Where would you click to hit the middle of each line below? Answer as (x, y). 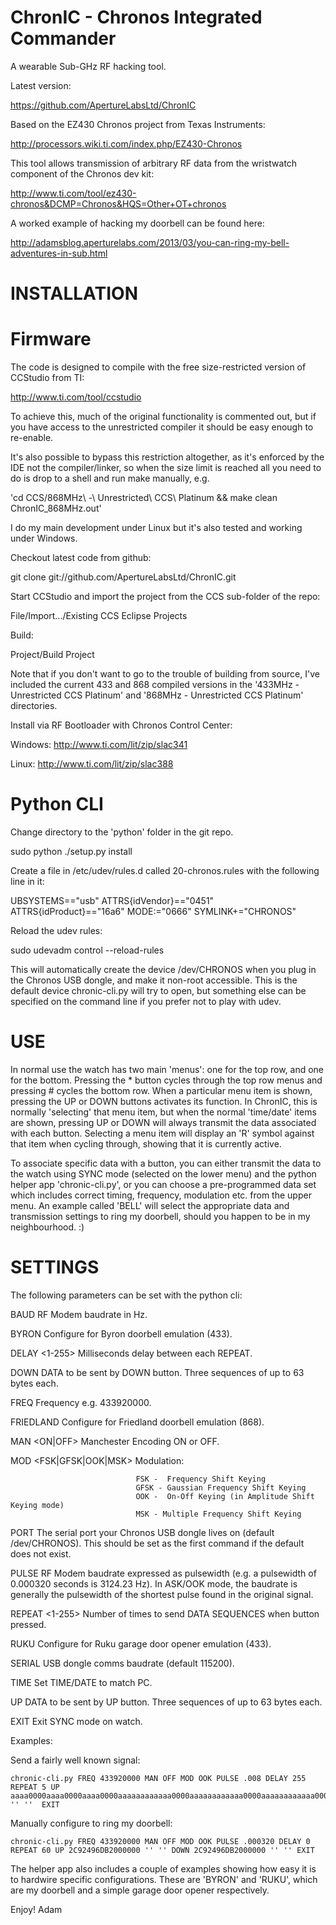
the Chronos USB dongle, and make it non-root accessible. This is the (154, 980)
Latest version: (41, 85)
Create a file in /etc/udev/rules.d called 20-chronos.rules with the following (165, 870)
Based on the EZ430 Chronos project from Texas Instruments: (138, 124)
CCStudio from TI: (47, 378)
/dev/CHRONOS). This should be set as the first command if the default (157, 1543)
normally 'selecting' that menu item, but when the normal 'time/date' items (163, 1112)
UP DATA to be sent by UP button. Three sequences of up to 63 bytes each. (166, 1702)
